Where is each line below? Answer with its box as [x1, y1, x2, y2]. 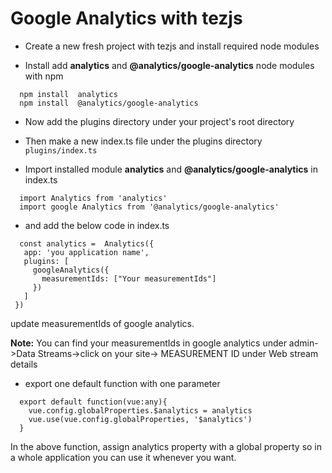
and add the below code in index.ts [24, 219, 170, 231]
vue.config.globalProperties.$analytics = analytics [28, 405, 253, 416]
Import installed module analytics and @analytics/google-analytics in [24, 163, 318, 175]
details [10, 358, 38, 370]
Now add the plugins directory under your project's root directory [24, 115, 295, 127]
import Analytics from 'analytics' [19, 193, 168, 203]
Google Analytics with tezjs [10, 7, 243, 30]
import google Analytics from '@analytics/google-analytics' [19, 202, 280, 212]
